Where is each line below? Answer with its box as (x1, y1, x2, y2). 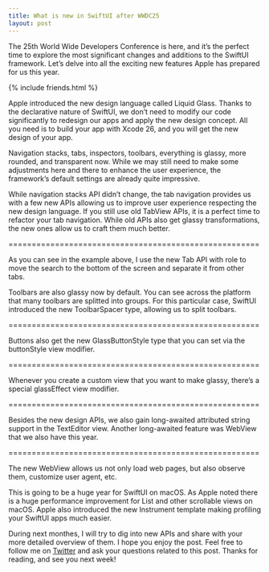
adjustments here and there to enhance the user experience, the (8, 165, 222, 175)
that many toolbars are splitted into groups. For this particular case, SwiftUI (8, 295, 257, 306)
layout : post (8, 19, 52, 27)
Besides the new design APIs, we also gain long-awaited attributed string (8, 415, 251, 425)
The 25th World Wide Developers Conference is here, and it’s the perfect (8, 41, 250, 51)
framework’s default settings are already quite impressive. (8, 174, 201, 183)
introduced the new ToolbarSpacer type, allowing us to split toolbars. (8, 304, 237, 314)
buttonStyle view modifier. (8, 344, 96, 354)
